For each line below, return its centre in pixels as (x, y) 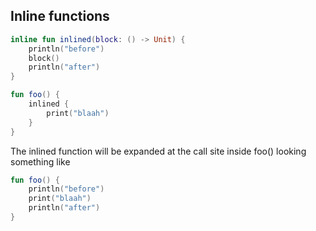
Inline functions (60, 16)
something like (40, 161)
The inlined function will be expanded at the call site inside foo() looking (158, 151)
